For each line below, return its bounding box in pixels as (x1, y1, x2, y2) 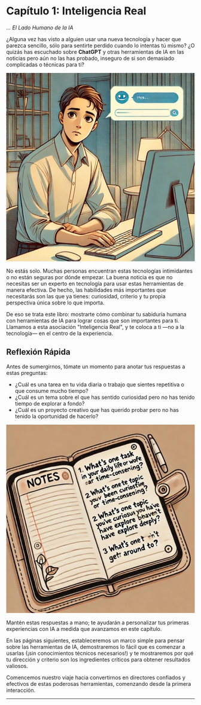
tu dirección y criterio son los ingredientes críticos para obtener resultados (6, 656, 190, 663)
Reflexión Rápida (6, 347, 71, 357)
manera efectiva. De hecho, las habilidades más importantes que (6, 286, 166, 294)
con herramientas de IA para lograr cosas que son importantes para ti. (6, 317, 179, 324)
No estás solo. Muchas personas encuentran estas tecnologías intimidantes (6, 267, 193, 274)
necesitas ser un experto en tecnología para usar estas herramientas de (6, 280, 184, 287)
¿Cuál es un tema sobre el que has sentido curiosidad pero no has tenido (14, 393, 195, 401)
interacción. (6, 686, 36, 694)
